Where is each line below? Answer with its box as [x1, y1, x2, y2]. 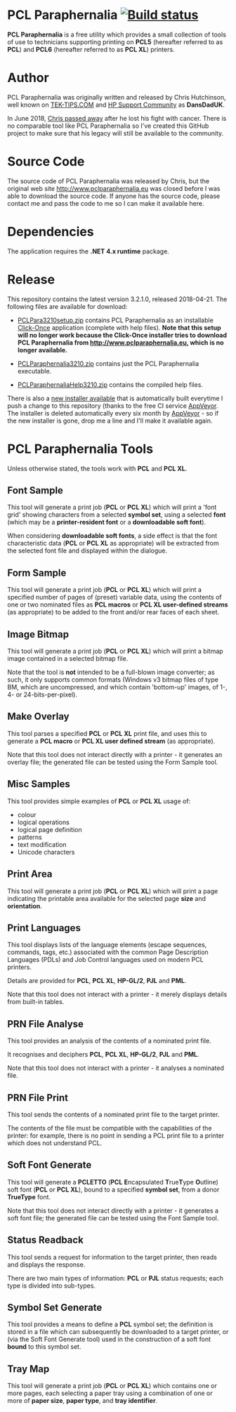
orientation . [7, 902, 42, 910]
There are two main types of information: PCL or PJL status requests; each [7, 1274, 223, 1282]
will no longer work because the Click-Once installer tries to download [17, 331, 227, 339]
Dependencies [7, 224, 94, 239]
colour [17, 810, 37, 819]
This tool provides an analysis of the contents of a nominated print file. [7, 1036, 212, 1045]
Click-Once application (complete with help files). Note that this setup [17, 323, 221, 331]
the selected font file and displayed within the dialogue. [7, 546, 168, 555]
